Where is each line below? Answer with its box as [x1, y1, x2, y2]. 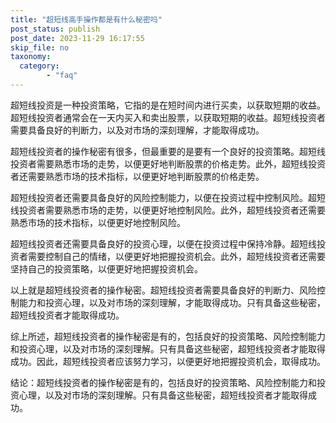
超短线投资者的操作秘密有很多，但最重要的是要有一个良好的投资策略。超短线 [10, 145, 326, 157]
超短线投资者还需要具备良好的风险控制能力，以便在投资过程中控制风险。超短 [10, 191, 326, 203]
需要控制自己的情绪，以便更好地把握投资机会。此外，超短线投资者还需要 [27, 250, 326, 262]
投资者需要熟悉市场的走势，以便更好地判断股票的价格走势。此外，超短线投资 [10, 157, 326, 170]
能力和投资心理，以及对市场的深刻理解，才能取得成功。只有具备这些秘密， [18, 296, 326, 308]
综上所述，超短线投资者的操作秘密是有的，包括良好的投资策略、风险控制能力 [10, 330, 326, 342]
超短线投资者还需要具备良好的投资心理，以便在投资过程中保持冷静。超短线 [10, 237, 317, 250]
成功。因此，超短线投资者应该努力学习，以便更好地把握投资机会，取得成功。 [10, 355, 326, 367]
